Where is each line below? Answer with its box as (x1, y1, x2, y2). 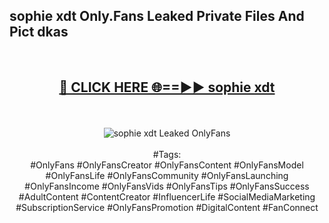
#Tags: (152, 148, 182, 160)
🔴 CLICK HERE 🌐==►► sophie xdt (58, 79, 276, 96)
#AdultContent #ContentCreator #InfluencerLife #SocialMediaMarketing (18, 190, 316, 203)
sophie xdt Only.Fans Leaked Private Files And (9, 8, 305, 25)
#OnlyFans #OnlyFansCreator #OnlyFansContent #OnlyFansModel (30, 159, 304, 171)
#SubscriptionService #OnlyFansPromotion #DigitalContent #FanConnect (15, 201, 319, 213)
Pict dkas (9, 24, 69, 41)
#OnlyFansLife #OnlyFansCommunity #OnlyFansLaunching (45, 169, 289, 181)
